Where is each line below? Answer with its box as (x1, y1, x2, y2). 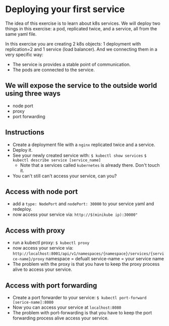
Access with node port (5, 187, 78, 196)
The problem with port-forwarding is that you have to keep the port (12, 310, 152, 315)
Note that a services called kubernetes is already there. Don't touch (20, 162, 160, 168)
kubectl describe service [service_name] (12, 158, 101, 163)
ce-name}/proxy (12, 257, 45, 262)
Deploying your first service (5, 4, 125, 15)
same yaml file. (5, 31, 37, 37)
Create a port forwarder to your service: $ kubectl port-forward (12, 295, 147, 300)
